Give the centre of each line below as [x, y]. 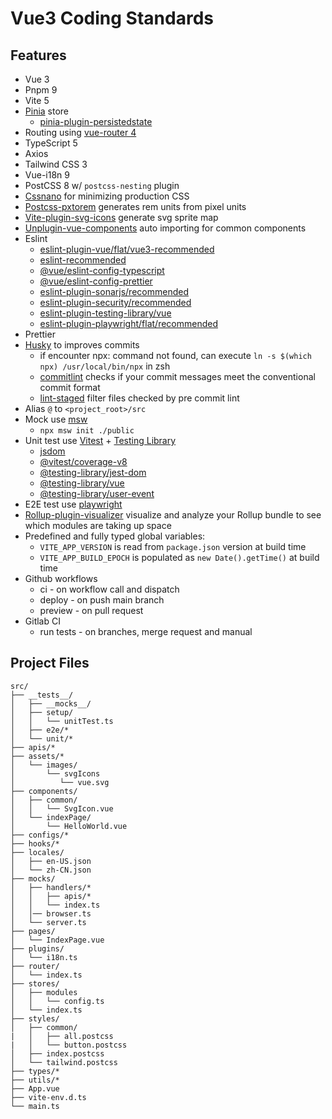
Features [38, 55]
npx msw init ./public [87, 431]
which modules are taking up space [98, 525]
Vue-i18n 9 [47, 175]
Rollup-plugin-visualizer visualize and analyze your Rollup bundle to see [173, 515]
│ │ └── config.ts [57, 1001]
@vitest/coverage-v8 [83, 461]
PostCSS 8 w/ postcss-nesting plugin [102, 185]
